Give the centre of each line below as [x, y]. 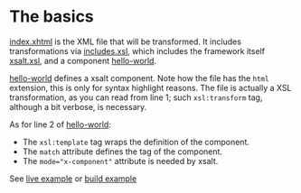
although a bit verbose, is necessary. [78, 106]
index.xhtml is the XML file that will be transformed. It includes [126, 41]
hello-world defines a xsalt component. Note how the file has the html [139, 78]
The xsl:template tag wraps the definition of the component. [136, 142]
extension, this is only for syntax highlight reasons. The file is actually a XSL [150, 87]
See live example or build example [73, 179]
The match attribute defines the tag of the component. [122, 152]
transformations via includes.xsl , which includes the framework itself [137, 51]
